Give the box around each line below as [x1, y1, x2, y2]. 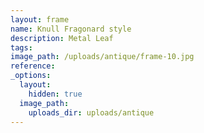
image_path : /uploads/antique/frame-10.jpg [10, 52, 195, 62]
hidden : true [28, 89, 83, 99]
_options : [10, 71, 52, 81]
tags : [10, 42, 33, 53]
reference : [10, 61, 56, 71]
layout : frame [10, 14, 70, 25]
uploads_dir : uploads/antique [28, 107, 155, 118]
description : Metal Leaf [10, 33, 114, 43]
